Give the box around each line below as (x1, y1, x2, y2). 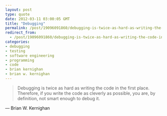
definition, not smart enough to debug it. (17, 95, 100, 101)
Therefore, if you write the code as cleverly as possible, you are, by (17, 90, 156, 96)
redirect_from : (5, 30, 37, 35)
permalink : (5, 26, 28, 31)
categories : (5, 39, 30, 44)
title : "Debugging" (5, 21, 46, 26)
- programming (5, 58, 35, 63)
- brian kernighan (5, 67, 43, 72)
